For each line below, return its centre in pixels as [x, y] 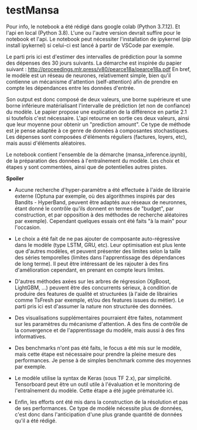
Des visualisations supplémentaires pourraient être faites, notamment [98, 318]
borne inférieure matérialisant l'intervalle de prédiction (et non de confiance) [98, 105]
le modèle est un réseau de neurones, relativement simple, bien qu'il [89, 75]
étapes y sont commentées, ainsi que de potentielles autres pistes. [87, 167]
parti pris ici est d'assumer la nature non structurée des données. [94, 306]
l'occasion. [28, 227]
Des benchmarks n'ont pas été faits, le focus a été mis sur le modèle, [98, 348]
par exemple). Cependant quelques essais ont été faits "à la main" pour [101, 221]
